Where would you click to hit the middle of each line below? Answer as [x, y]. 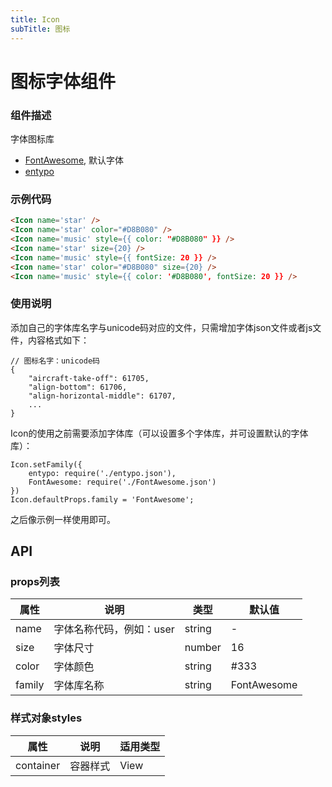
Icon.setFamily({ [46, 464]
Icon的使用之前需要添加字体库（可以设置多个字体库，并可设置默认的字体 [159, 433]
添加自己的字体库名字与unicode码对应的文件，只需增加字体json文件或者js [161, 327]
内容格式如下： [58, 340]
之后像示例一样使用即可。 [63, 519]
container [38, 765]
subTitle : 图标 [40, 29]
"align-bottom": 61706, [78, 387]
